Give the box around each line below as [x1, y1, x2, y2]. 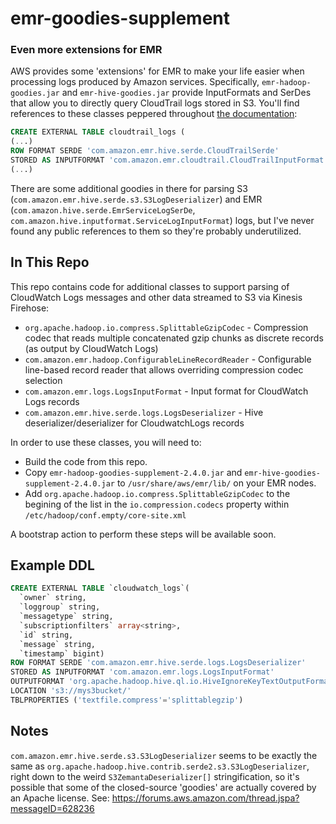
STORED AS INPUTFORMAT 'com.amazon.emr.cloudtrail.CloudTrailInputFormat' [10, 155, 329, 166]
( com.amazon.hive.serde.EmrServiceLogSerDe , [10, 203, 196, 216]
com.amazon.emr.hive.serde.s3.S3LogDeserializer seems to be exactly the [10, 749, 318, 761]
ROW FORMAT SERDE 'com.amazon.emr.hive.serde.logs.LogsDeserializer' [10, 658, 307, 668]
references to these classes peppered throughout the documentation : [10, 108, 298, 120]
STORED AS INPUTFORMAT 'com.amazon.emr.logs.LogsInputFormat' [10, 667, 275, 677]
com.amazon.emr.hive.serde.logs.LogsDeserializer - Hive [24, 406, 264, 418]
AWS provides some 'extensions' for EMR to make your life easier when [10, 65, 305, 77]
